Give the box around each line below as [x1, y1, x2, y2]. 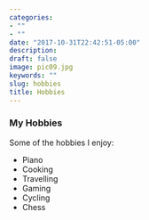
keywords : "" [9, 71, 58, 80]
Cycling [21, 192, 51, 203]
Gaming [21, 183, 51, 193]
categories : [9, 12, 53, 22]
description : [9, 46, 58, 55]
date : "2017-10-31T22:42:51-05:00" [9, 37, 141, 47]
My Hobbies [9, 117, 63, 129]
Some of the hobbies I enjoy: [9, 137, 114, 148]
